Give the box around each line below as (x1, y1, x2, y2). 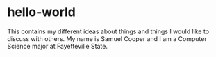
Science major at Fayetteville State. (7, 42, 108, 50)
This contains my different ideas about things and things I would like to (7, 27, 210, 35)
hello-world (7, 4, 76, 20)
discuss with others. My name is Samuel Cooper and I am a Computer (7, 34, 207, 42)
